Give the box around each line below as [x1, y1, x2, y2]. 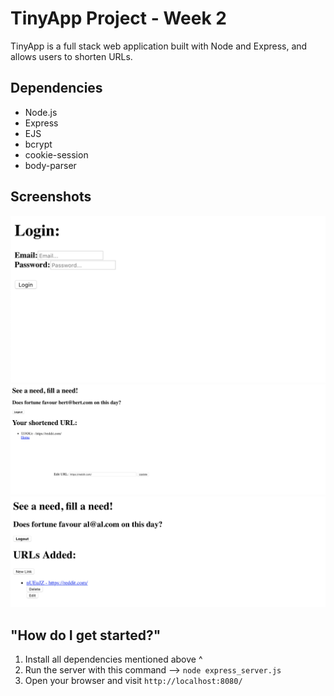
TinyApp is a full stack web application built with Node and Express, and [10, 40, 308, 52]
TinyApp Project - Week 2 [10, 7, 227, 30]
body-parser [24, 159, 77, 171]
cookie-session [24, 148, 89, 161]
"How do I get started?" [10, 627, 162, 644]
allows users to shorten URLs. [10, 50, 133, 62]
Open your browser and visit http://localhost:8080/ [24, 675, 243, 687]
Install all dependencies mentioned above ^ [24, 653, 203, 666]
